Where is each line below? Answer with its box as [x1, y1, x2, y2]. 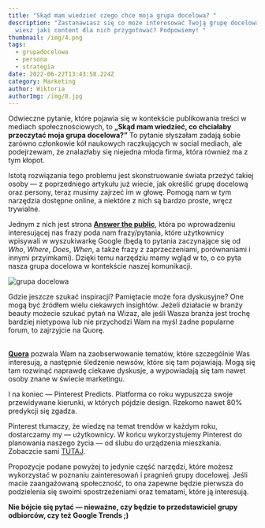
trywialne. [8, 204, 41, 214]
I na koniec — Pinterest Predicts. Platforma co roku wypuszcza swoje [8, 389, 233, 399]
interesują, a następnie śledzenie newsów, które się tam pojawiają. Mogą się [8, 358, 256, 367]
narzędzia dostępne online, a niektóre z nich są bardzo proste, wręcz [8, 196, 233, 206]
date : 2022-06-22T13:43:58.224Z [8, 70, 114, 78]
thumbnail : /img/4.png [8, 33, 83, 42]
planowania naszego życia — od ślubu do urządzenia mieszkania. [8, 438, 222, 448]
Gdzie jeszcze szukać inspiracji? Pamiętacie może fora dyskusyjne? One [8, 292, 244, 302]
